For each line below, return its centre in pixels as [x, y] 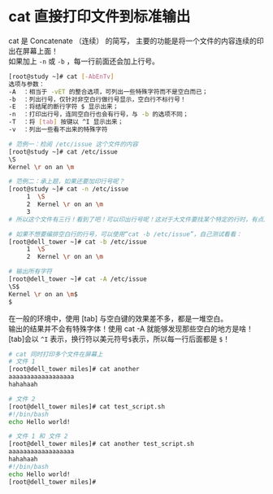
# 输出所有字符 [30, 272]
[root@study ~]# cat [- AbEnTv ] [61, 77]
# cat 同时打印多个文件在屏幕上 [56, 354]
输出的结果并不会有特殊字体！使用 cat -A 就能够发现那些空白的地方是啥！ [131, 328]
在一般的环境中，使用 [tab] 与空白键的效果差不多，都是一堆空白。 [118, 318]
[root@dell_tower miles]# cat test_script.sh [87, 407]
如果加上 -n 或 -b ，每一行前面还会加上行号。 [84, 61]
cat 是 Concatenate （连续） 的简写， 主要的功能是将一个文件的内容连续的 [133, 41]
